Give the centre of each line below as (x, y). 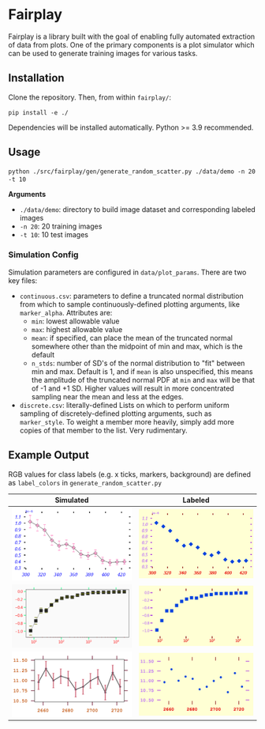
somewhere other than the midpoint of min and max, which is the (137, 346)
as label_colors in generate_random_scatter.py (85, 482)
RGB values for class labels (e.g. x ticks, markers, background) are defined (129, 474)
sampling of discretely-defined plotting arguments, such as (116, 414)
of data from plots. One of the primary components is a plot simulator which (131, 44)
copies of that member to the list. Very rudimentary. (103, 430)
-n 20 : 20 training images (61, 226)
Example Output (49, 455)
